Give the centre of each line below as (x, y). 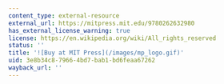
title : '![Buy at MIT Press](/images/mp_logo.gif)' (96, 53)
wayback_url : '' (35, 68)
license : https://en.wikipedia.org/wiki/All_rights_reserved (112, 38)
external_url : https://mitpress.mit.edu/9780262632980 (102, 23)
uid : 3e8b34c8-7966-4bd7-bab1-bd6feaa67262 (82, 61)
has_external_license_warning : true (69, 30)
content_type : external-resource (64, 16)
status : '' (26, 46)
